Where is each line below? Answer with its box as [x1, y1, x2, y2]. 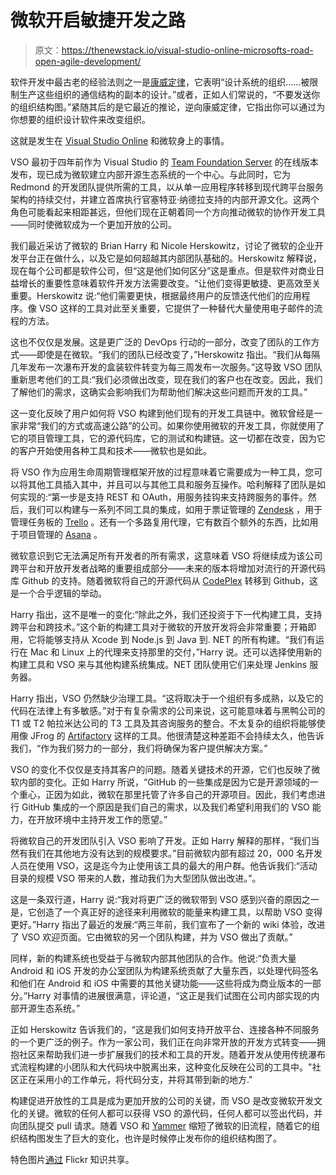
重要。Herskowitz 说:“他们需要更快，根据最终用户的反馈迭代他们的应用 [10, 289, 302, 301]
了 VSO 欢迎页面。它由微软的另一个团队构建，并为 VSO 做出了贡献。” [10, 931, 293, 943]
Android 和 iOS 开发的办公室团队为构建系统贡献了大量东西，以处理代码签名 [10, 964, 319, 976]
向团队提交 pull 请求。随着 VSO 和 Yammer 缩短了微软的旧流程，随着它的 [10, 1119, 312, 1131]
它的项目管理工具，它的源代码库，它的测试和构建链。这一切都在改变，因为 [10, 432, 317, 444]
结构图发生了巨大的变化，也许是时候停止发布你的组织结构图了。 [18, 1132, 282, 1144]
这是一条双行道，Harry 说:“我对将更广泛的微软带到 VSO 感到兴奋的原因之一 [10, 893, 320, 905]
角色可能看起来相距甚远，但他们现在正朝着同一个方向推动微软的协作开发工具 [10, 206, 326, 218]
